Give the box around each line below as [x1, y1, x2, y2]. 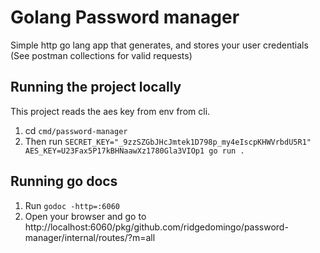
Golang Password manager [10, 6, 240, 29]
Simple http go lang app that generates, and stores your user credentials [10, 39, 309, 51]
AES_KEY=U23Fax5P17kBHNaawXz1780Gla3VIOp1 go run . [24, 146, 245, 156]
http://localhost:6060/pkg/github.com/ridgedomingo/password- [24, 221, 289, 233]
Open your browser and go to [24, 210, 147, 222]
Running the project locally [10, 79, 182, 96]
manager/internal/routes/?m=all [24, 231, 156, 243]
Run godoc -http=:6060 [24, 199, 120, 211]
